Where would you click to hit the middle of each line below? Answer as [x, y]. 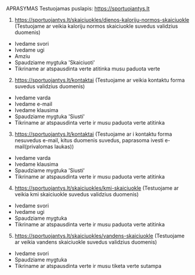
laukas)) [64, 147]
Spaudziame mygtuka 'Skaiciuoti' [55, 62]
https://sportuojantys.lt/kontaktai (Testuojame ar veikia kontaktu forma [100, 80]
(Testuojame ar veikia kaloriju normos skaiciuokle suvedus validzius [96, 26]
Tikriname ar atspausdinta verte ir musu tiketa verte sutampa [88, 266]
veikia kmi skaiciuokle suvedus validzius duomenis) [76, 194]
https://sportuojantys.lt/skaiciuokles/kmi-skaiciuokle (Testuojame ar [97, 188]
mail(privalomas [34, 147]
